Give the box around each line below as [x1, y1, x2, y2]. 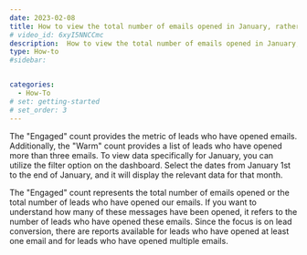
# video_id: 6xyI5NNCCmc [9, 30, 104, 39]
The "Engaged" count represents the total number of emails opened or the [9, 187, 290, 198]
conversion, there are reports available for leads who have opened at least [9, 225, 290, 237]
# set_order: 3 [9, 106, 68, 115]
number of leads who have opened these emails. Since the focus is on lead [9, 216, 292, 227]
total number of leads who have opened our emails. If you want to [9, 197, 258, 208]
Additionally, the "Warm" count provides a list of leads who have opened [9, 140, 283, 151]
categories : [9, 80, 55, 89]
